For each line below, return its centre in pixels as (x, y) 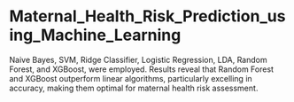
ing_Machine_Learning (95, 35)
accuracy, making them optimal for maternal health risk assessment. (134, 88)
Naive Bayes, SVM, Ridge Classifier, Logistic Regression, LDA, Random (138, 59)
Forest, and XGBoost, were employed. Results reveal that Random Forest (142, 69)
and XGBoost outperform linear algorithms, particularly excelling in (131, 78)
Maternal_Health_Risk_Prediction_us (147, 16)
